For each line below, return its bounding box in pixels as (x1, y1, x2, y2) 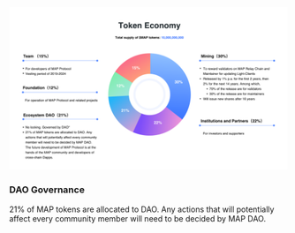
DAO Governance (9, 184, 86, 196)
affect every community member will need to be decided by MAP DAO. (9, 213, 267, 223)
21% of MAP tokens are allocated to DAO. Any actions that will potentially (9, 204, 275, 214)
